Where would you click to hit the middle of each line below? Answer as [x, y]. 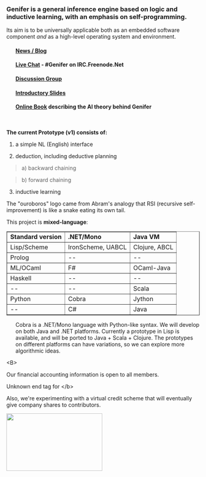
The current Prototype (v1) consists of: [57, 132]
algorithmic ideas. [38, 351]
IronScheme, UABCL [97, 247]
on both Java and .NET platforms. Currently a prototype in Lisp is [97, 331]
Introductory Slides [40, 93]
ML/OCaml [26, 267]
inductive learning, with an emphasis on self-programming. [97, 17]
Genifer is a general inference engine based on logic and [92, 9]
